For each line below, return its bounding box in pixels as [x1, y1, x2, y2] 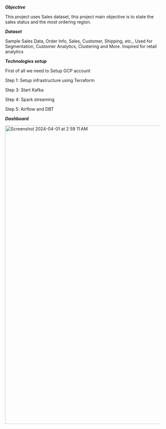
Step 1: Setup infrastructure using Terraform [5, 78, 95, 83]
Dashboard [5, 116, 29, 122]
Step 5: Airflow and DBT [5, 106, 54, 112]
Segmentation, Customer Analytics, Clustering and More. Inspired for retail [5, 43, 157, 49]
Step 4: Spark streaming [5, 96, 55, 102]
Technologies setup [5, 58, 47, 64]
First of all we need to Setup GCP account [5, 68, 90, 74]
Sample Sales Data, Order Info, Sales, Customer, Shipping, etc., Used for [5, 38, 153, 44]
